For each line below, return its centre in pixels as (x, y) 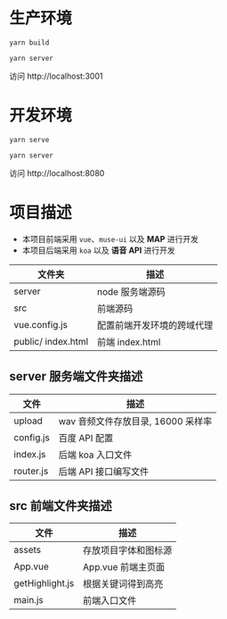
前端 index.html (129, 342)
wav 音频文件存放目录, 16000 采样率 (135, 421)
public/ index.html (51, 341)
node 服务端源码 (131, 291)
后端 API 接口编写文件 (104, 472)
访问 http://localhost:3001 (56, 76)
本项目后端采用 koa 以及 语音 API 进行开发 (98, 250)
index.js (30, 454)
